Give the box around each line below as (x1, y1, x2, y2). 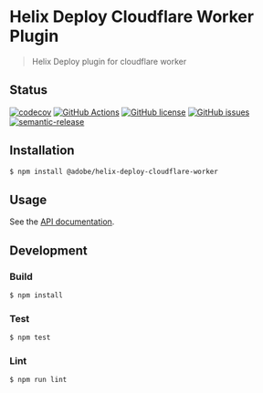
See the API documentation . (9, 216, 115, 227)
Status (9, 82, 48, 98)
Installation (9, 143, 75, 159)
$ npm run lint (9, 376, 68, 385)
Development (9, 243, 89, 258)
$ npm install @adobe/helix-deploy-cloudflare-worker (9, 167, 219, 176)
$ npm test (9, 333, 51, 343)
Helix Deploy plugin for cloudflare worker (31, 56, 187, 67)
